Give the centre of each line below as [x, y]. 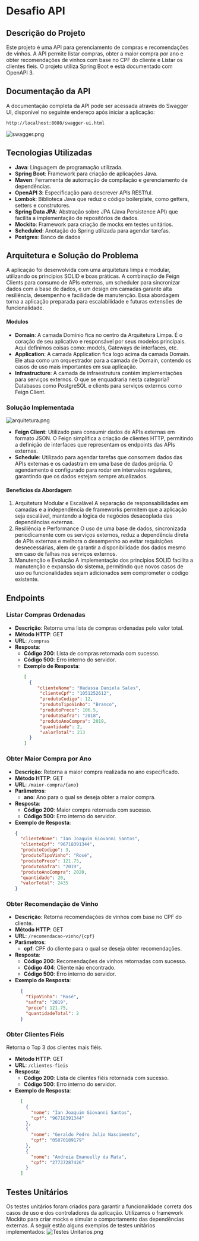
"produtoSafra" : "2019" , [51, 866]
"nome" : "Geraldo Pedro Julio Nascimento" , [86, 1135]
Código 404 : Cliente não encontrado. [70, 968]
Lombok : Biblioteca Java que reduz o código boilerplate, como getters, [102, 199]
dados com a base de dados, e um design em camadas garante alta [89, 289]
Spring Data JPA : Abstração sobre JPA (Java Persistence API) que [96, 211]
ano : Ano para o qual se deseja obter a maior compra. [90, 797]
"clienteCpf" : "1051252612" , [75, 694]
